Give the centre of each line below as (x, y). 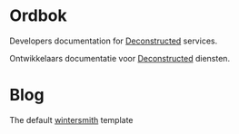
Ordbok (39, 16)
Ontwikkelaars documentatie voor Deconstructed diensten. (119, 58)
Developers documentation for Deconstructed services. (114, 41)
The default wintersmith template (71, 120)
